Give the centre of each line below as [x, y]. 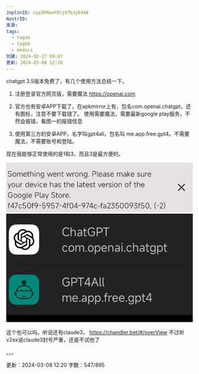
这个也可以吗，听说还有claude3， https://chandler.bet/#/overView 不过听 [95, 332]
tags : [13, 31]
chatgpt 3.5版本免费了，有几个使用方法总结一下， [67, 81]
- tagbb [21, 44]
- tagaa [21, 38]
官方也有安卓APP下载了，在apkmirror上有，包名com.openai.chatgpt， [100, 106]
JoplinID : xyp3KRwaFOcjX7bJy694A [47, 12]
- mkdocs [22, 50]
